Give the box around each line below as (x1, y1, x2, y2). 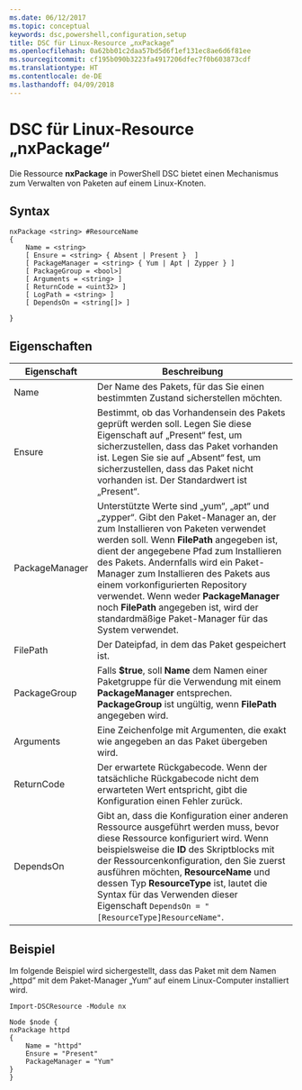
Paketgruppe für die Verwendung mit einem (97, 676, 281, 688)
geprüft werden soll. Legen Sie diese (97, 418, 252, 431)
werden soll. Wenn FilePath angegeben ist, (97, 533, 279, 546)
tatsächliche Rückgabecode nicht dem (97, 772, 259, 785)
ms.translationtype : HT (9, 64, 99, 73)
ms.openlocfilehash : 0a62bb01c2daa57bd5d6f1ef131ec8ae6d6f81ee (9, 47, 252, 56)
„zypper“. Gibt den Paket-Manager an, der (97, 511, 277, 523)
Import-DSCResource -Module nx (9, 1002, 127, 1011)
